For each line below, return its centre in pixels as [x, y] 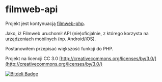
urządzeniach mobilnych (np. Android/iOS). [51, 39]
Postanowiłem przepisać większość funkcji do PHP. [59, 48]
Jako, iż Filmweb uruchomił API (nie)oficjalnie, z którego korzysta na [77, 33]
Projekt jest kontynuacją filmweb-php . [45, 23]
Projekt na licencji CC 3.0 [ [33, 58]
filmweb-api [32, 9]
